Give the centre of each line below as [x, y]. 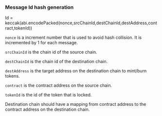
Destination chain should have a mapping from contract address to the [76, 104]
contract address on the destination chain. [47, 109]
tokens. [13, 76]
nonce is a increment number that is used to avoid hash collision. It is [73, 37]
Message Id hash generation [39, 7]
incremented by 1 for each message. [42, 43]
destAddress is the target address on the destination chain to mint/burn [76, 71]
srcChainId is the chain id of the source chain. [51, 52]
